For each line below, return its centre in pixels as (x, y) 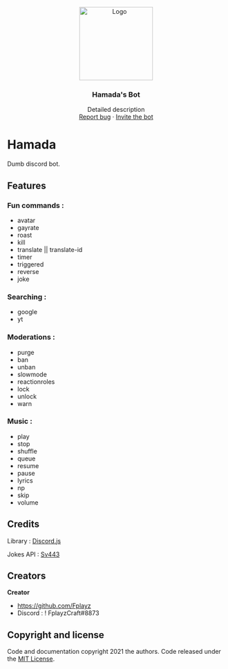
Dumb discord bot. (34, 164)
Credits (23, 524)
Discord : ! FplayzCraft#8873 (58, 613)
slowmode (32, 374)
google (27, 312)
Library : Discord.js (34, 541)
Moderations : (31, 337)
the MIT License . (31, 659)
